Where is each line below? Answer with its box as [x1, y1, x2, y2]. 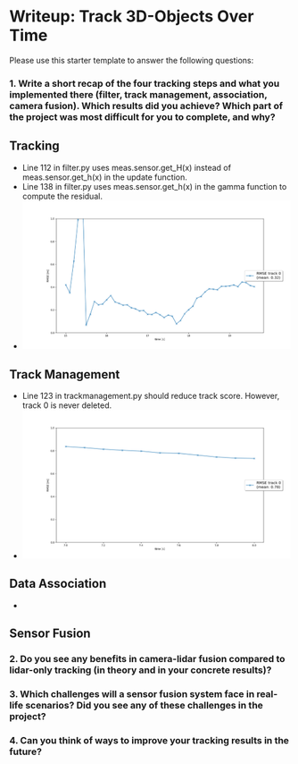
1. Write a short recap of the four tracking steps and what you [9, 77, 280, 89]
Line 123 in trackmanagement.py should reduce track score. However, [21, 391, 280, 402]
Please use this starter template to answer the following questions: [9, 55, 254, 65]
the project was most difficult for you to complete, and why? [9, 110, 276, 123]
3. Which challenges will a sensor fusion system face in [9, 687, 255, 700]
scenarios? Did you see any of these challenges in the [25, 699, 263, 711]
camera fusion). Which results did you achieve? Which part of [9, 99, 284, 112]
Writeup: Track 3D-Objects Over [9, 6, 254, 27]
